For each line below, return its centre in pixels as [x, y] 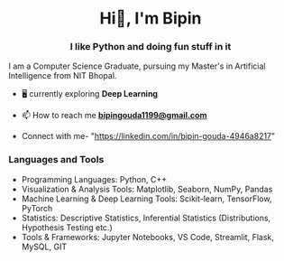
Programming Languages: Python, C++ [94, 179]
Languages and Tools [56, 160]
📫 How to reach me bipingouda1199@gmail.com [114, 116]
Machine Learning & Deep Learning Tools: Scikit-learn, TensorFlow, [147, 199]
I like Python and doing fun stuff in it [151, 47]
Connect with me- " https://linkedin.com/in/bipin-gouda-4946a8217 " [148, 136]
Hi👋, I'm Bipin [151, 19]
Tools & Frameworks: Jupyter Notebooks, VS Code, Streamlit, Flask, [147, 237]
